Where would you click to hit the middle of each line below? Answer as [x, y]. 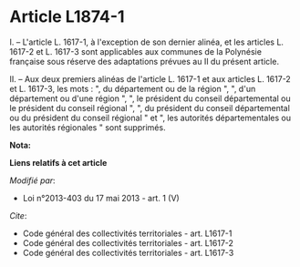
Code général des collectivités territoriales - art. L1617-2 [128, 242]
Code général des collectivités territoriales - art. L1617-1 [127, 233]
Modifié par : [33, 180]
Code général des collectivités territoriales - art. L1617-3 [128, 252]
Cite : [18, 215]
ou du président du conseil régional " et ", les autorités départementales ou [150, 118]
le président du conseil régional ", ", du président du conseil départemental [150, 108]
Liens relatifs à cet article [58, 162]
